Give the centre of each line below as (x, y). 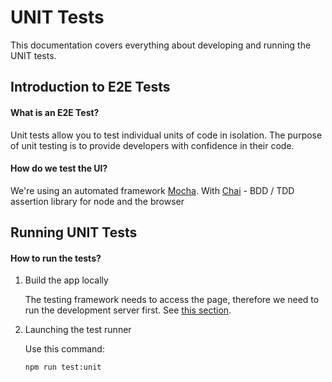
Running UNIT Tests (74, 232)
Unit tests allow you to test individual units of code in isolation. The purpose (166, 135)
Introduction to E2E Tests (90, 87)
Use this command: (64, 349)
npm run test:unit (63, 367)
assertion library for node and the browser (97, 201)
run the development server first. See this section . (128, 310)
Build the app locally (66, 280)
